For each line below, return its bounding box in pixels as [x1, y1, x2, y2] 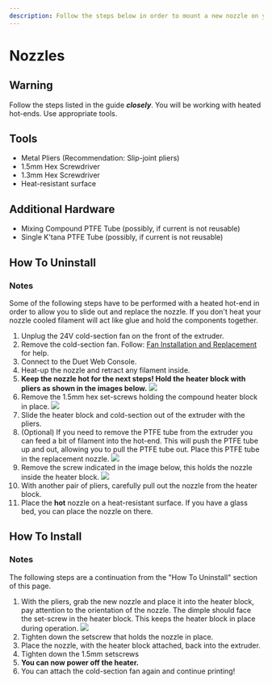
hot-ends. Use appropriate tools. [9, 108, 118, 118]
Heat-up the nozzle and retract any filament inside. [20, 365, 190, 375]
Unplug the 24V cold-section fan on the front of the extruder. [20, 331, 224, 340]
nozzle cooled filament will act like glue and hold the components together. [9, 315, 259, 325]
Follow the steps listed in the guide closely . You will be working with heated [9, 100, 262, 110]
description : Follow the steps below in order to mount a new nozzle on [9, 11, 259, 20]
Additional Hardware [9, 202, 115, 216]
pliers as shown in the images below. [20, 383, 148, 393]
